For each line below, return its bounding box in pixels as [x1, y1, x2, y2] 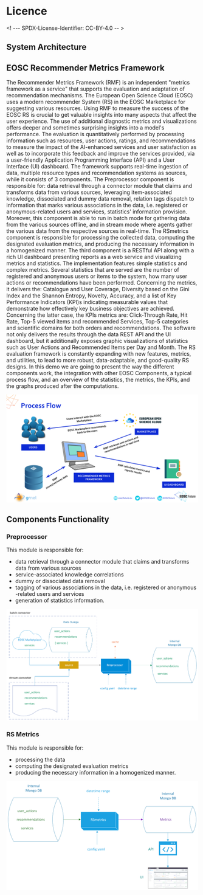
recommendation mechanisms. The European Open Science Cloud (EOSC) [6, 92, 193, 99]
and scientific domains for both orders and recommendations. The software [6, 324, 196, 332]
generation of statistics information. [15, 597, 105, 604]
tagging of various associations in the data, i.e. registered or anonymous [15, 584, 197, 591]
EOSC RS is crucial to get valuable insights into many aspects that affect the [6, 111, 196, 119]
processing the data [15, 756, 66, 763]
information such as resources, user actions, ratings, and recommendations [6, 137, 196, 144]
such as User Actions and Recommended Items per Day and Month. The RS [6, 344, 196, 351]
